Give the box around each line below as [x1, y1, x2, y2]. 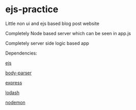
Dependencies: [5, 50, 37, 56]
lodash [5, 89, 19, 95]
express [5, 79, 22, 86]
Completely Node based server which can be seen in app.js [5, 30, 131, 36]
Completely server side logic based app [5, 40, 89, 46]
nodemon [5, 99, 26, 105]
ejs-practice [5, 4, 59, 15]
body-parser [5, 70, 32, 76]
